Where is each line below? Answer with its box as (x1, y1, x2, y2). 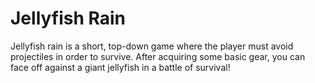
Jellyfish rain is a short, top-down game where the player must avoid (10, 40, 294, 52)
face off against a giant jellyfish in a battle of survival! (10, 61, 231, 73)
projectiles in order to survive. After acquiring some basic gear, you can (10, 50, 306, 62)
